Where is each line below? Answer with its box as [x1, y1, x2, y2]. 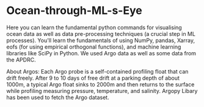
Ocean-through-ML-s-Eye [6, 4, 142, 18]
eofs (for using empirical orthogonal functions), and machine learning [6, 43, 181, 50]
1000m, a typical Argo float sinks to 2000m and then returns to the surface [6, 80, 195, 88]
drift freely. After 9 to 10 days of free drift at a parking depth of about [6, 74, 180, 81]
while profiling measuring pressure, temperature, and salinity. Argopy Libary [6, 87, 198, 94]
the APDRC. [6, 56, 36, 63]
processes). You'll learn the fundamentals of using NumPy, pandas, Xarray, [6, 36, 195, 44]
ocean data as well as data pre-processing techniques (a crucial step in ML [6, 30, 195, 37]
